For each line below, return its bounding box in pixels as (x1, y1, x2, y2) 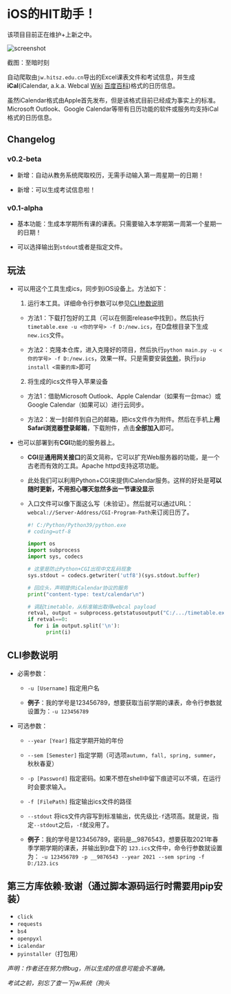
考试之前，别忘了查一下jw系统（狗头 (7, 978, 110, 987)
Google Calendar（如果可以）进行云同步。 (27, 400, 148, 409)
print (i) (45, 629, 71, 636)
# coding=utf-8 (27, 528, 71, 535)
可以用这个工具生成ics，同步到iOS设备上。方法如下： (16, 284, 168, 292)
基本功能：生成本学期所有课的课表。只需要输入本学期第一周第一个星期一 (16, 219, 222, 228)
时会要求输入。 (27, 782, 70, 791)
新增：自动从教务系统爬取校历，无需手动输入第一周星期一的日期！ (16, 171, 204, 179)
